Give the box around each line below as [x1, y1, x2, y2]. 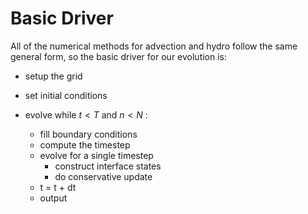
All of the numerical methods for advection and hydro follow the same [10, 40, 298, 52]
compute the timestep [39, 138, 131, 151]
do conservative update [54, 170, 153, 182]
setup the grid [24, 70, 83, 82]
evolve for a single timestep [39, 149, 154, 161]
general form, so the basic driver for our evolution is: [10, 50, 228, 62]
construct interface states [54, 160, 162, 172]
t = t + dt [39, 181, 77, 193]
